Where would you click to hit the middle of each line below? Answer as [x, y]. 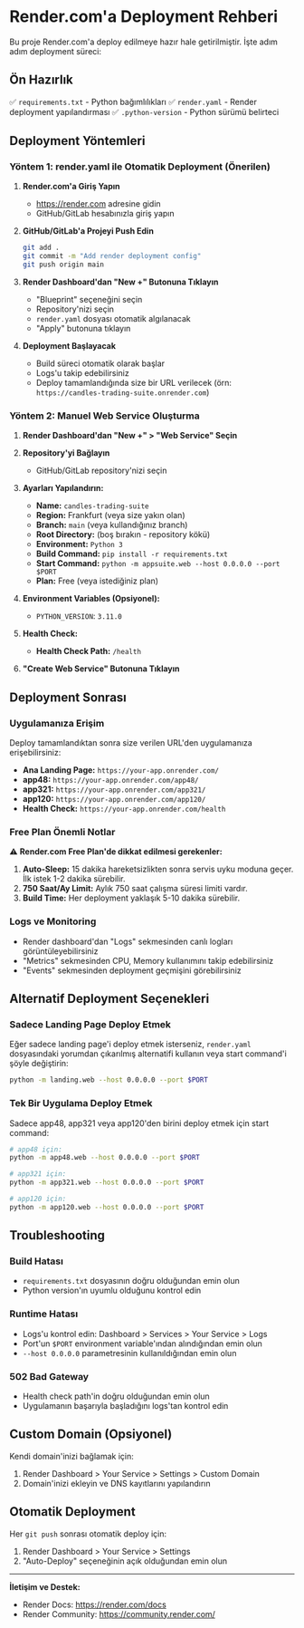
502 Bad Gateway [49, 1376]
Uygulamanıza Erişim [57, 723]
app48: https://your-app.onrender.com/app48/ [110, 780]
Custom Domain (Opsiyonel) [91, 1435]
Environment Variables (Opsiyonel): [91, 599]
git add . [41, 248]
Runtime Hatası [44, 1314]
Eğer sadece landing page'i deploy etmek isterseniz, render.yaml [130, 1045]
